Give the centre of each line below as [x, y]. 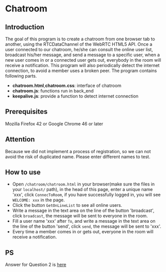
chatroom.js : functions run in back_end [53, 91]
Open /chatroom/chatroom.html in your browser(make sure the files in [83, 184]
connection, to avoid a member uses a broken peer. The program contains [81, 71]
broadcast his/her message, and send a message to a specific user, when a [83, 55]
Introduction [25, 27]
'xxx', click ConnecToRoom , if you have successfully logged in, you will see [86, 195]
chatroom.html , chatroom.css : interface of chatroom [67, 86]
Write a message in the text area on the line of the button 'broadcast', [83, 211]
